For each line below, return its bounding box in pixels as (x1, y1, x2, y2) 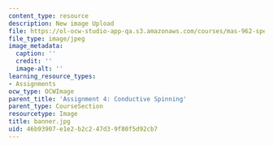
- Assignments (8, 79, 57, 88)
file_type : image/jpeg (8, 34, 85, 43)
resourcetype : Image (8, 110, 79, 118)
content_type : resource (8, 11, 89, 20)
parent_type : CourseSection (8, 102, 104, 110)
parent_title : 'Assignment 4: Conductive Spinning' (8, 95, 187, 103)
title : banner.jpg (8, 118, 71, 126)
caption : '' (15, 49, 57, 58)
